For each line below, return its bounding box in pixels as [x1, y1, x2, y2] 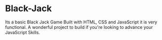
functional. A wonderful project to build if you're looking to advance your [5, 24, 153, 30]
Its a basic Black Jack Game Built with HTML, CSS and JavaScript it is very [5, 19, 158, 25]
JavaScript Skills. [5, 29, 40, 35]
